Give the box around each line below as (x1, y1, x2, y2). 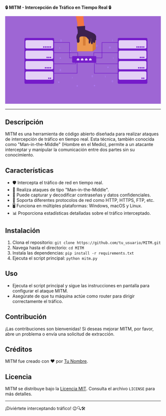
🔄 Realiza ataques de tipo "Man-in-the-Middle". (12, 187, 109, 193)
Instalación (5, 227, 41, 235)
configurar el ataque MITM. (12, 288, 68, 294)
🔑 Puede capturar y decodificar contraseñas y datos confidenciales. (12, 192, 151, 198)
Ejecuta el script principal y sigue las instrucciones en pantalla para (12, 282, 150, 288)
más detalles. (5, 391, 33, 397)
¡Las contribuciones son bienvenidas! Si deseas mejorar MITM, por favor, (5, 326, 154, 332)
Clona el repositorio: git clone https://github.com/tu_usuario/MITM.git (12, 239, 161, 245)
